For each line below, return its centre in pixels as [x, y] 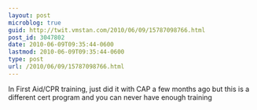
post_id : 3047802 [37, 37]
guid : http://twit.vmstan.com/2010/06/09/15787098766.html [107, 30]
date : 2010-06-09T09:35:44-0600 [61, 45]
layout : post [29, 15]
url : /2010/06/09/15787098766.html [66, 67]
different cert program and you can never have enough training [110, 97]
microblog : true [35, 23]
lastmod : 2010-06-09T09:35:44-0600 [66, 52]
